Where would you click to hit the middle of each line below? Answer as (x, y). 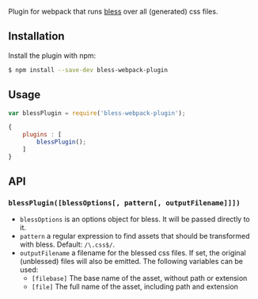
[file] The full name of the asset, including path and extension (135, 287)
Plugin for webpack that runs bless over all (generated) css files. (113, 11)
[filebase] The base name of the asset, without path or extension (139, 278)
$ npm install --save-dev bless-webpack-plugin (88, 70)
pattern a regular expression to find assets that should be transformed (135, 236)
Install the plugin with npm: (52, 56)
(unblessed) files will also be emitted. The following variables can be (131, 262)
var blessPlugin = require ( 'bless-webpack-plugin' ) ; (97, 113)
